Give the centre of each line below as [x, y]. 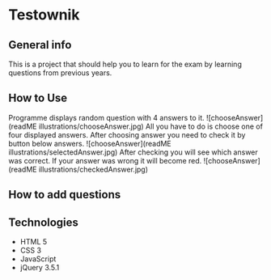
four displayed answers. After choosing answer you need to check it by [127, 134]
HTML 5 [34, 242]
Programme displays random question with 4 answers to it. [106, 117]
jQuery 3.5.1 [40, 268]
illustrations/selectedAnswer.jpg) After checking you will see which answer [133, 152]
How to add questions [65, 195]
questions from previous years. [60, 73]
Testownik [44, 15]
